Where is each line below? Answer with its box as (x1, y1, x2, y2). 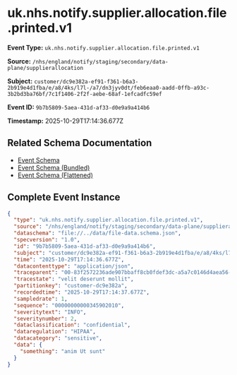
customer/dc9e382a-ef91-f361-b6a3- (34, 78, 139, 85)
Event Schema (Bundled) (17, 163, 90, 172)
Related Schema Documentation (7, 137, 152, 149)
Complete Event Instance (7, 191, 121, 203)
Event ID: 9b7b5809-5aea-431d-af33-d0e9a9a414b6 (7, 102, 150, 111)
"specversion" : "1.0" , (13, 237, 80, 244)
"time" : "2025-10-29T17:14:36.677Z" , (13, 256, 125, 263)
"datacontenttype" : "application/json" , (13, 263, 134, 270)
